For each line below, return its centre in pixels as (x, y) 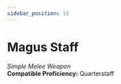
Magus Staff (43, 47)
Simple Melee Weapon (39, 66)
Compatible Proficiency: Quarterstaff (61, 73)
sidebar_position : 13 (38, 13)
